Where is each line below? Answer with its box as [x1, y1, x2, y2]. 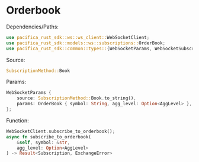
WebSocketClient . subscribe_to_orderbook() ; [6, 128, 115, 134]
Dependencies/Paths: [6, 23, 59, 30]
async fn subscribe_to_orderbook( [6, 134, 92, 140]
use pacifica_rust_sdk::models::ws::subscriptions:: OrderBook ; [6, 40, 166, 46]
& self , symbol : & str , [17, 140, 70, 145]
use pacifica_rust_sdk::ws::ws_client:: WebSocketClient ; [6, 34, 150, 40]
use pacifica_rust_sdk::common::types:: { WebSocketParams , [6, 46, 152, 51]
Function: [6, 116, 30, 124]
